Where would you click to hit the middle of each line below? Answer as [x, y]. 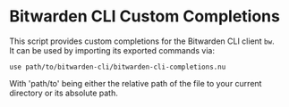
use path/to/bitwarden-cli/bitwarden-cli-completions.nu [118, 67]
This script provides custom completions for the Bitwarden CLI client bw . [142, 41]
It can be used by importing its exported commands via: [112, 50]
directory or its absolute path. [64, 93]
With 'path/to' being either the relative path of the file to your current [136, 83]
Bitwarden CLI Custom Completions [144, 16]
